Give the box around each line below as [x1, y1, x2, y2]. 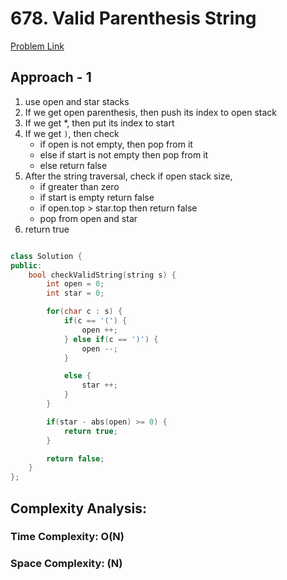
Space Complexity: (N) [10, 557, 123, 571]
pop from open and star [39, 212, 138, 224]
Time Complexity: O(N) [10, 530, 125, 544]
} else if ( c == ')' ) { [63, 334, 159, 344]
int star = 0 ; [46, 288, 105, 299]
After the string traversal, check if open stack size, [24, 170, 233, 182]
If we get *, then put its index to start [24, 117, 175, 129]
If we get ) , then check [24, 127, 120, 139]
